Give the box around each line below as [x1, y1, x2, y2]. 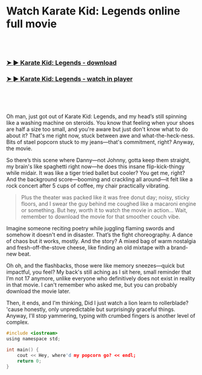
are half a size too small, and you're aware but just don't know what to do [6, 125, 189, 133]
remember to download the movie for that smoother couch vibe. [21, 213, 181, 221]
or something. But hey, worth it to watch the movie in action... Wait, [21, 207, 188, 214]
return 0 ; [17, 358, 42, 364]
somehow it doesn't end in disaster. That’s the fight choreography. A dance [6, 231, 193, 239]
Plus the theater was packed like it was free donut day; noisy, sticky [21, 194, 190, 201]
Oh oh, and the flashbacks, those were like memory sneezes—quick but [6, 262, 185, 269]
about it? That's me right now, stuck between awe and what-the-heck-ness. [6, 132, 195, 139]
